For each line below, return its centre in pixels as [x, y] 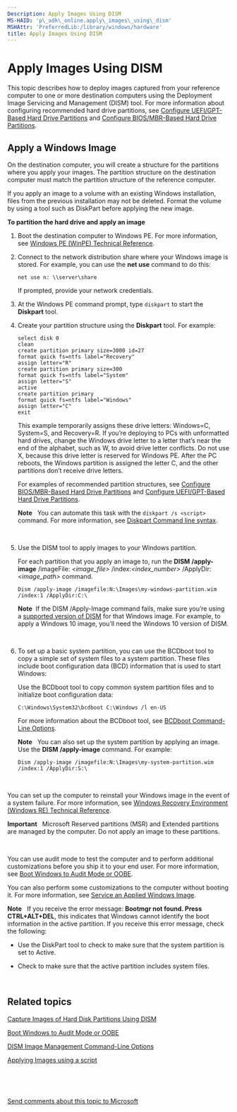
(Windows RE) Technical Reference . [59, 810]
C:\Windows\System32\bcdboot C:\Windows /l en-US [92, 707]
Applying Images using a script [52, 1060]
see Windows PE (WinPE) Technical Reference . [86, 243]
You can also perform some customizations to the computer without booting [118, 887]
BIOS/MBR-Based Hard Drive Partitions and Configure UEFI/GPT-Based [121, 492]
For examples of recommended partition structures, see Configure [114, 484]
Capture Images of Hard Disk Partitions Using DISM [82, 1019]
